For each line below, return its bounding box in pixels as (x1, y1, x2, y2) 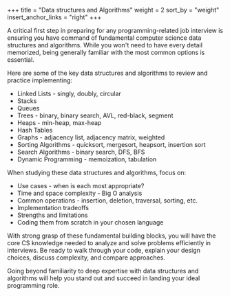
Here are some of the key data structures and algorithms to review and (7, 69, 208, 77)
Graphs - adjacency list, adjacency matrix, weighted (17, 133, 165, 141)
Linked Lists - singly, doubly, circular (17, 89, 122, 98)
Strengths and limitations (17, 211, 88, 219)
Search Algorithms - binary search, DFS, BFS (17, 148, 145, 156)
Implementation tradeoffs (17, 204, 90, 212)
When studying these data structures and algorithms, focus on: (7, 168, 187, 177)
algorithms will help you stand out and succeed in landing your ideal (7, 274, 200, 282)
